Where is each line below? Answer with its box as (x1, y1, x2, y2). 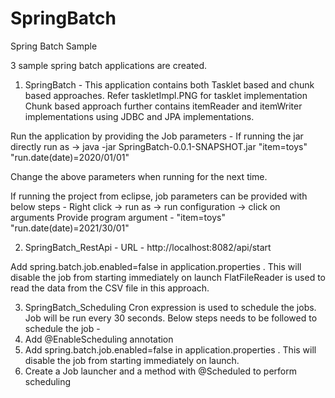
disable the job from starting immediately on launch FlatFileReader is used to (10, 271, 326, 283)
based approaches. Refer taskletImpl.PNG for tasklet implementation (24, 89, 308, 101)
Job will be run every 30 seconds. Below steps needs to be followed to (24, 312, 318, 324)
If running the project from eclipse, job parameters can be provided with (10, 190, 308, 202)
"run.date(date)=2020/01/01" (10, 151, 130, 163)
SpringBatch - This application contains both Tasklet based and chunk (24, 78, 315, 91)
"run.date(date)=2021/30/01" (10, 222, 130, 234)
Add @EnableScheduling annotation (24, 333, 174, 345)
